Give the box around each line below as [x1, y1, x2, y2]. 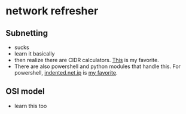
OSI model [5, 87, 45, 97]
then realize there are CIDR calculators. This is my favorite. [14, 57, 159, 63]
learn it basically [14, 50, 55, 57]
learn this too [14, 102, 47, 109]
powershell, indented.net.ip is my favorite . [14, 69, 118, 76]
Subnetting [5, 28, 48, 38]
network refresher [5, 4, 99, 18]
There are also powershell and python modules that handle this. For [14, 63, 181, 70]
